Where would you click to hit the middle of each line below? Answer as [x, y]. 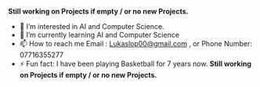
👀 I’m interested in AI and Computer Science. [92, 26]
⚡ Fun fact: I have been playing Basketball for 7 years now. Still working [135, 63]
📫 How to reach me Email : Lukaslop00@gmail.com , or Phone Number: [136, 43]
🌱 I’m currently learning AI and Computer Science [99, 35]
